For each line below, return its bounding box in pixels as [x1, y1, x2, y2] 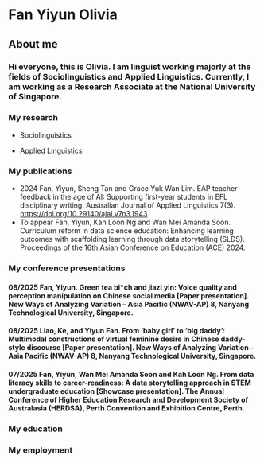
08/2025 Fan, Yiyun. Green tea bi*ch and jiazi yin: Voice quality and [8, 282, 237, 292]
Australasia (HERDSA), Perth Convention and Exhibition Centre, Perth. [8, 403, 245, 413]
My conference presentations [8, 263, 126, 274]
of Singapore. [8, 91, 62, 102]
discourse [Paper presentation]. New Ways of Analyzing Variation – [26, 343, 254, 352]
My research [8, 112, 58, 123]
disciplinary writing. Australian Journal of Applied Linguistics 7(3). [19, 200, 236, 210]
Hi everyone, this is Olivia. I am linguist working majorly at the [8, 61, 251, 72]
